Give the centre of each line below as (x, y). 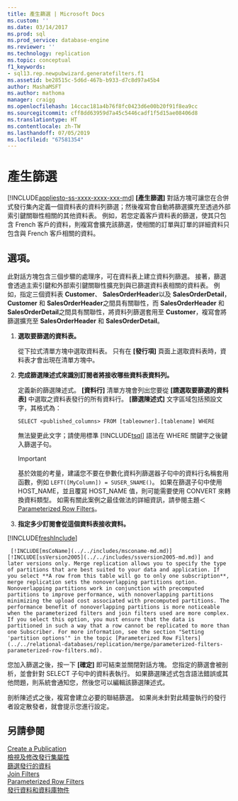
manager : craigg (31, 100)
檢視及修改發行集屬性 (38, 757)
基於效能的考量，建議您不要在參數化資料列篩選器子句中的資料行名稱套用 (123, 473)
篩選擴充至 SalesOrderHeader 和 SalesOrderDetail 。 (86, 321)
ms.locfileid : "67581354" (45, 139)
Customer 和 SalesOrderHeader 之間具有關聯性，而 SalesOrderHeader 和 (116, 303)
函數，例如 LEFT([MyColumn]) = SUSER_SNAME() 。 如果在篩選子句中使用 (120, 482)
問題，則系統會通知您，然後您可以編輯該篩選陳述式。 (91, 682)
